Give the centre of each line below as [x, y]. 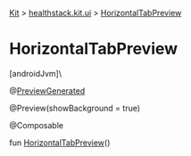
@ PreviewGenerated [47, 90]
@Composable [37, 125]
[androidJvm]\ [36, 73]
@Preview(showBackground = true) [75, 108]
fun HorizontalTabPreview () [60, 143]
